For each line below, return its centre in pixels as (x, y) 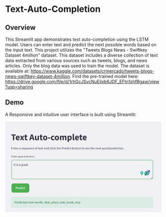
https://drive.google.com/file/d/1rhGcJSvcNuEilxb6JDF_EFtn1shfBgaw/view (82, 81)
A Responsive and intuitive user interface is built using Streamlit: (71, 114)
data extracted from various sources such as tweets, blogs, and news (76, 60)
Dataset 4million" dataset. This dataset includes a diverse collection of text (82, 55)
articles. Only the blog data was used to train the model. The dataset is (77, 66)
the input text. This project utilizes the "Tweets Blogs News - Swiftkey (76, 50)
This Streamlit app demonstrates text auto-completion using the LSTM (77, 39)
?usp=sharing (19, 87)
